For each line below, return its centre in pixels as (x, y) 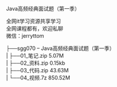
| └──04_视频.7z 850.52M (38, 78)
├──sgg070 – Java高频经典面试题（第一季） (61, 48)
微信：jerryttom (25, 36)
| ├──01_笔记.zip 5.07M (35, 56)
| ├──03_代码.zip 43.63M (38, 70)
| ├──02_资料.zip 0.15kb (36, 63)
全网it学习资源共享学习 (33, 21)
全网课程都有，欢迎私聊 (35, 29)
